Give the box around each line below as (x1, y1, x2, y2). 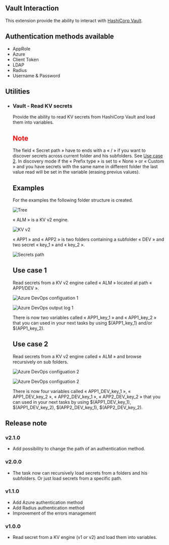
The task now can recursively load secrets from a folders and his (12, 470, 148, 476)
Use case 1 (12, 266, 47, 275)
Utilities (5, 87, 30, 96)
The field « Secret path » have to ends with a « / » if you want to (12, 147, 146, 153)
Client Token (12, 56, 39, 62)
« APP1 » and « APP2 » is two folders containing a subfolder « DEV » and (12, 236, 164, 242)
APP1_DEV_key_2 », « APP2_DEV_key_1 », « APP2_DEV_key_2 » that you (12, 394, 160, 400)
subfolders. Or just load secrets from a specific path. (12, 475, 123, 481)
